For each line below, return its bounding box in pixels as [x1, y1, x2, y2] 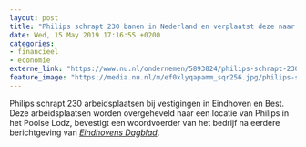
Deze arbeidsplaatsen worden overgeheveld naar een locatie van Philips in [9, 107, 290, 119]
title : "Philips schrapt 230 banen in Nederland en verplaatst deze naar [9, 22, 296, 31]
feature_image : [9, 73, 67, 82]
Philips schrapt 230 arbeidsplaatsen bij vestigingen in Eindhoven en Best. [9, 98, 285, 109]
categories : [9, 38, 55, 48]
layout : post [9, 13, 59, 23]
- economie [9, 56, 51, 65]
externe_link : [9, 65, 64, 74]
